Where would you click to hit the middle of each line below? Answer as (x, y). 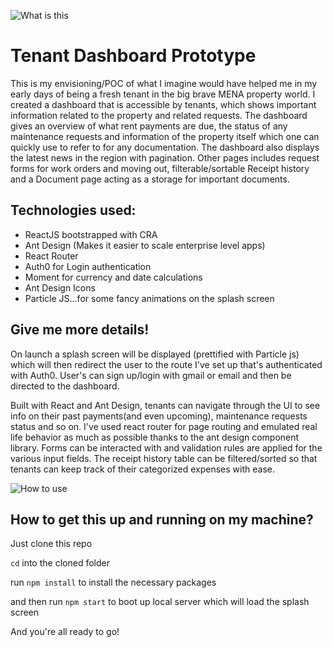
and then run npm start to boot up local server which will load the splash (160, 602)
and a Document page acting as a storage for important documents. (150, 179)
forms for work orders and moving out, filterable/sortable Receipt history (160, 168)
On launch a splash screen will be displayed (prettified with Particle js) (155, 354)
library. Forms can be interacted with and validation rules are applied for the (166, 447)
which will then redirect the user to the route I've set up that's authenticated (166, 364)
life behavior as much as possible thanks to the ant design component (155, 437)
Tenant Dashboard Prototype (133, 56)
